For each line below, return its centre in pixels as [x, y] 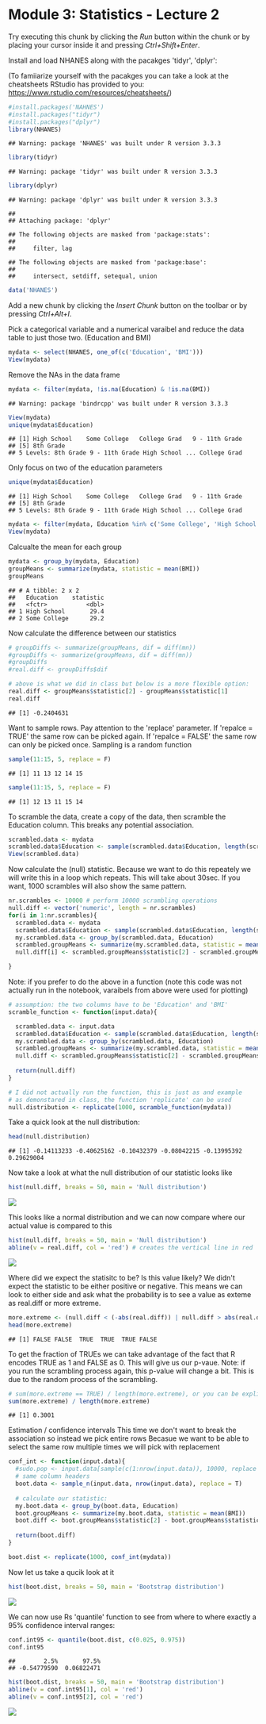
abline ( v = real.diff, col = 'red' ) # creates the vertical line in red [131, 1248]
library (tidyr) [33, 157]
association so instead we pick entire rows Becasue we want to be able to [129, 1438]
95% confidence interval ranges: [62, 1625]
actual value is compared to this [60, 1226]
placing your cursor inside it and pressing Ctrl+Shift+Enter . [104, 44]
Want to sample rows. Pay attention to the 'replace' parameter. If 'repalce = [131, 728]
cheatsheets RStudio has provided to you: [76, 84]
